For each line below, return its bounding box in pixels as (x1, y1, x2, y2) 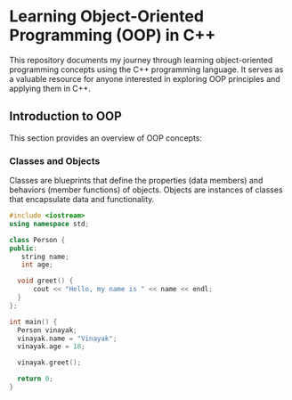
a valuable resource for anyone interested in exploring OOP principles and (9, 73, 280, 84)
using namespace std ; (9, 219, 90, 228)
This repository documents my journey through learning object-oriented (9, 54, 273, 65)
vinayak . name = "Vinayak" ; (17, 334, 118, 343)
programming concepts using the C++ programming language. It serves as (9, 64, 284, 75)
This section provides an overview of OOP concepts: (9, 132, 203, 143)
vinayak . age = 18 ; (17, 342, 86, 351)
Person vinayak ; (17, 325, 77, 335)
